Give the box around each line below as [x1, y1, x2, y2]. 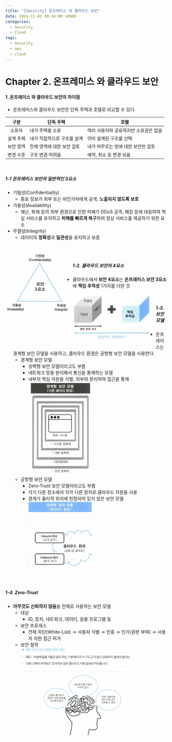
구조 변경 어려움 [30, 151, 61, 157]
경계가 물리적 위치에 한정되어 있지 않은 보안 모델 [28, 495, 124, 502]
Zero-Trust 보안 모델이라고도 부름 [28, 483, 96, 489]
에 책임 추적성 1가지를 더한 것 [72, 283, 131, 289]
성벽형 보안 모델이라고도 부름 [28, 363, 86, 369]
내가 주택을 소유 [30, 127, 61, 133]
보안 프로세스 [20, 622, 47, 628]
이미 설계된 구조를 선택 [87, 135, 133, 142]
